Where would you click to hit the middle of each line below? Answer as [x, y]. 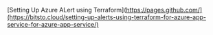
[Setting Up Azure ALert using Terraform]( [67, 10]
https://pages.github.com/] [164, 10]
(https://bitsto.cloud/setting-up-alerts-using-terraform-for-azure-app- [107, 17]
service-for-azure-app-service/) [53, 24]
